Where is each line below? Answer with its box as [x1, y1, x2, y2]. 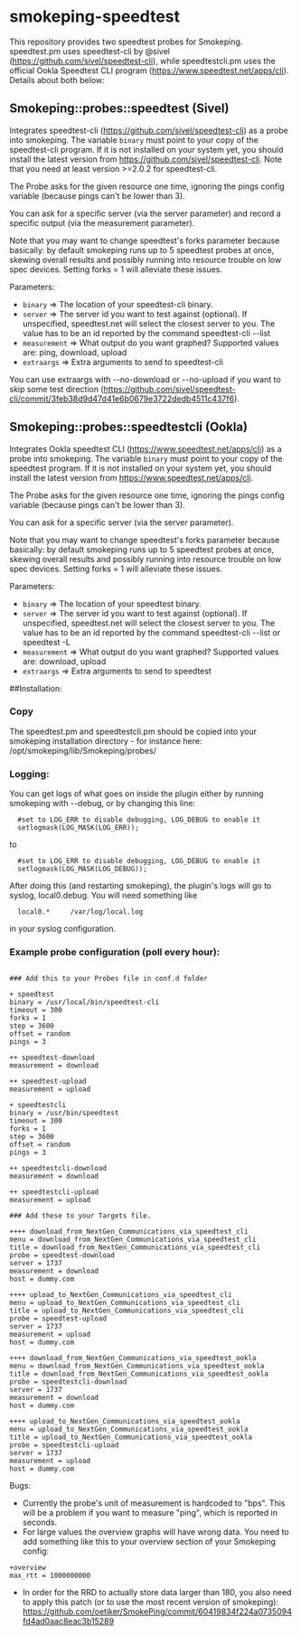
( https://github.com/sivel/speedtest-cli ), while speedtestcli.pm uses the [9, 55, 276, 66]
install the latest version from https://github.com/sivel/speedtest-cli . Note [9, 154, 283, 164]
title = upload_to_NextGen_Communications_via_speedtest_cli [9, 1306, 245, 1316]
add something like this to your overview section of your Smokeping [22, 1536, 277, 1547]
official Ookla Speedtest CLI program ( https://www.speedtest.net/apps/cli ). [9, 65, 289, 76]
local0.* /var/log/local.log [17, 907, 144, 916]
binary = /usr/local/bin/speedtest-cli [9, 998, 160, 1007]
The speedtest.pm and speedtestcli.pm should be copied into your [9, 726, 258, 737]
